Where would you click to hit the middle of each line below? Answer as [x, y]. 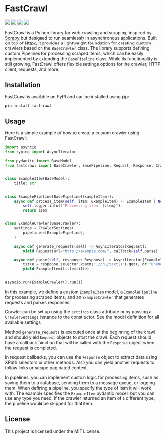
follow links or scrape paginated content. [47, 368]
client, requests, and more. [32, 69]
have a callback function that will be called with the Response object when [80, 342]
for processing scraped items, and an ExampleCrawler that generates [75, 297]
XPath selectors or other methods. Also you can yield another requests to [80, 362]
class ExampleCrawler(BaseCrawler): [43, 224]
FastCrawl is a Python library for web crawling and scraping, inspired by [78, 32]
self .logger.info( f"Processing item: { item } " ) [72, 206]
